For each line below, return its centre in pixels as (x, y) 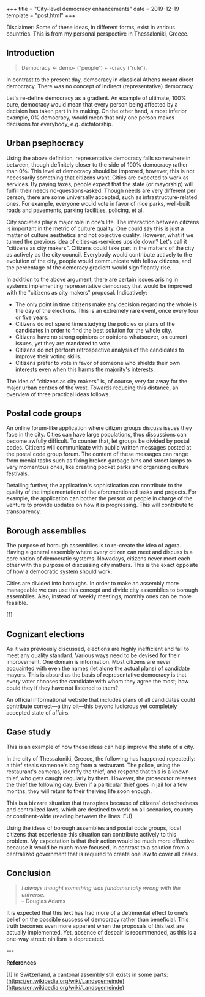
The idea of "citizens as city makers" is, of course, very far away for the (97, 381)
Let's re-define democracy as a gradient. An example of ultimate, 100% (96, 98)
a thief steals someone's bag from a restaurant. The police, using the (93, 765)
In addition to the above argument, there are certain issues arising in (92, 279)
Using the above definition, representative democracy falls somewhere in (99, 158)
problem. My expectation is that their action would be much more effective (100, 841)
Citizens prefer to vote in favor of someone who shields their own (98, 363)
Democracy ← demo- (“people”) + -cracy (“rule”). (84, 67)
